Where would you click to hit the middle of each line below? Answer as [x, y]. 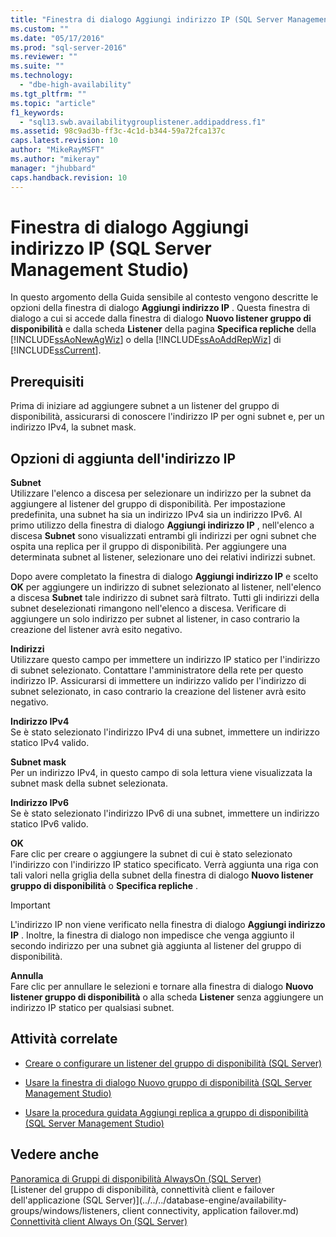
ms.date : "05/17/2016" [57, 38]
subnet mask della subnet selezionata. [89, 783]
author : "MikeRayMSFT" [57, 150]
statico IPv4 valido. [50, 743]
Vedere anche [55, 1154]
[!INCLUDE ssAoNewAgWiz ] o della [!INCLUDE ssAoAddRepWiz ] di [146, 340]
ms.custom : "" [40, 29]
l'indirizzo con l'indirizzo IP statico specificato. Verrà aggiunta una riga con [164, 865]
